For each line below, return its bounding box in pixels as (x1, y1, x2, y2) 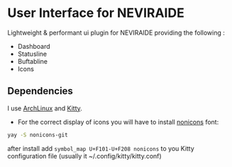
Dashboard (17, 42, 51, 50)
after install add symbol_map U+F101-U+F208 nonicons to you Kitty (7, 144, 195, 153)
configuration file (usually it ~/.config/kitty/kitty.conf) (7, 151, 162, 160)
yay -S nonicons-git (7, 131, 69, 139)
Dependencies (7, 85, 73, 97)
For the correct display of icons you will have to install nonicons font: (17, 117, 219, 126)
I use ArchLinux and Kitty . (7, 104, 83, 113)
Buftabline (17, 57, 48, 65)
